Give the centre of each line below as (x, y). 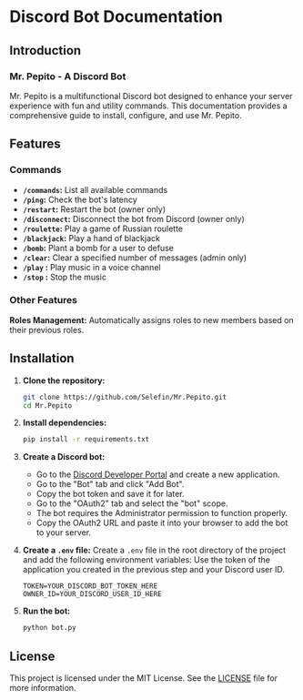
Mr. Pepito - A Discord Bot (68, 76)
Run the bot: (46, 611)
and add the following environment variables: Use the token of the (146, 560)
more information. (43, 687)
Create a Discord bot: (64, 457)
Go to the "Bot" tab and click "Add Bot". (110, 484)
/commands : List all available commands (95, 189)
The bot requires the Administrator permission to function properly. (162, 513)
